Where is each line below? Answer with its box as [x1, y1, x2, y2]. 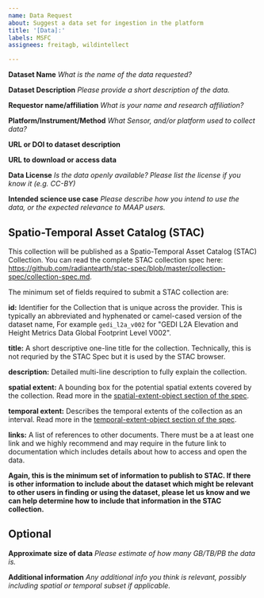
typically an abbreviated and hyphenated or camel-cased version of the [8, 311, 243, 320]
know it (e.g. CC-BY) [8, 179, 76, 189]
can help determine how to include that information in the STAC [8, 496, 222, 505]
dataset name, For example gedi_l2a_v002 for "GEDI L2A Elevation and [8, 319, 239, 329]
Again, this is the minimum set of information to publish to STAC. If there [8, 470, 251, 480]
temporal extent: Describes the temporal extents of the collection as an [8, 406, 243, 416]
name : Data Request [8, 11, 73, 20]
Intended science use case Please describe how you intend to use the [8, 194, 239, 204]
